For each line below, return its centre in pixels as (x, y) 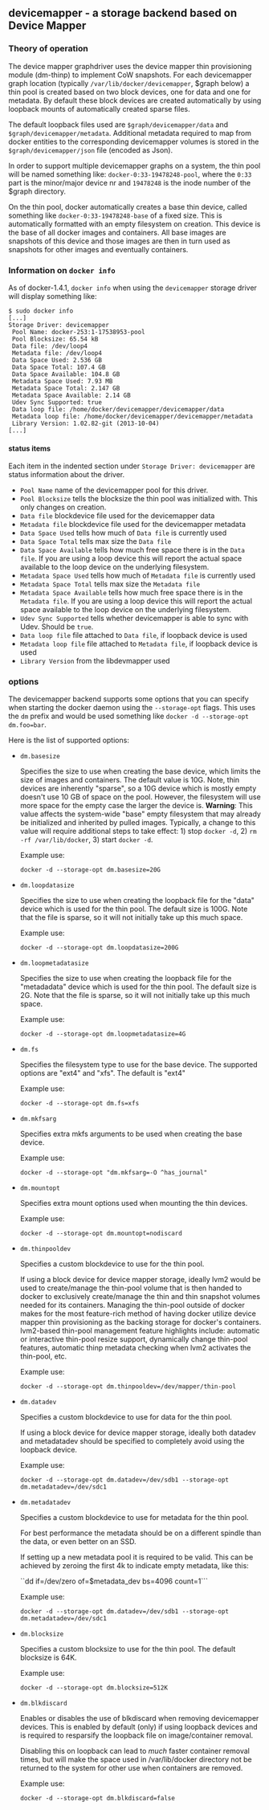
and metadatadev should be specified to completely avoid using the (132, 1441)
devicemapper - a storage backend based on (123, 13)
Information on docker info (62, 270)
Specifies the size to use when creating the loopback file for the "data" (137, 901)
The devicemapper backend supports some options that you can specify (128, 699)
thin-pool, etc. (43, 1356)
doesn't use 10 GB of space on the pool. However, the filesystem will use (140, 797)
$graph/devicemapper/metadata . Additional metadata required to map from (130, 133)
